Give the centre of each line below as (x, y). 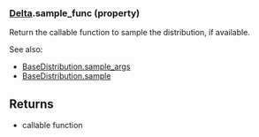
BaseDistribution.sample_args (76, 67)
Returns (32, 104)
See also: (26, 49)
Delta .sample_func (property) (75, 13)
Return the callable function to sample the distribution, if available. (129, 33)
